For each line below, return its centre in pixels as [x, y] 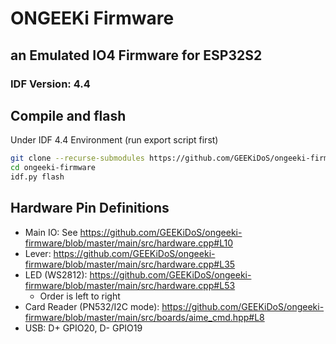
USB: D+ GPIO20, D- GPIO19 [83, 328]
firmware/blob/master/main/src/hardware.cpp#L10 [129, 243]
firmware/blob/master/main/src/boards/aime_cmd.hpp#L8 [144, 317]
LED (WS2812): [56, 274]
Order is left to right [80, 296]
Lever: [38, 253]
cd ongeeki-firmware [53, 168]
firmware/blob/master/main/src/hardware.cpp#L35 [130, 264]
